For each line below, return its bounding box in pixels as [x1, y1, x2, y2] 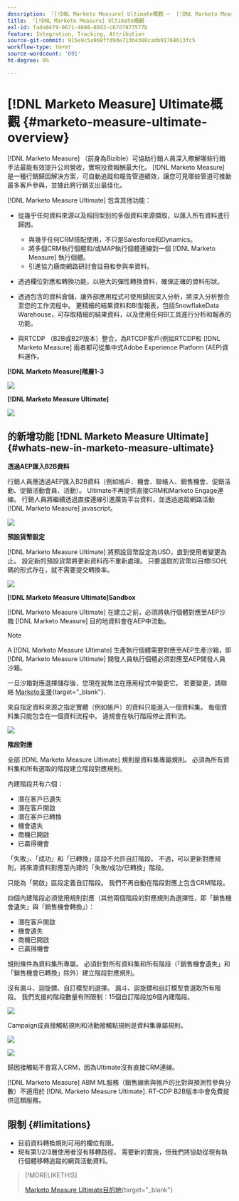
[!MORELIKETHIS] [24, 1171, 78, 1180]
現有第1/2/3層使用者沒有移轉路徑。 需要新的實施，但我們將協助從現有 [17, 1148, 222, 1156]
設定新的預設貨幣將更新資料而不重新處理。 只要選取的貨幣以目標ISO [21, 556, 221, 565]
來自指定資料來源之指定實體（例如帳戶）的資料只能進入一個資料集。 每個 [7, 702, 221, 711]
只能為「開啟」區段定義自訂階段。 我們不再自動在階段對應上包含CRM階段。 [7, 878, 229, 886]
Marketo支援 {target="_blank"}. [15, 688, 106, 696]
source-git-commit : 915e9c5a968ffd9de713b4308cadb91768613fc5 [7, 37, 196, 44]
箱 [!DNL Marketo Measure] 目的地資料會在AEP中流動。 [7, 616, 171, 625]
